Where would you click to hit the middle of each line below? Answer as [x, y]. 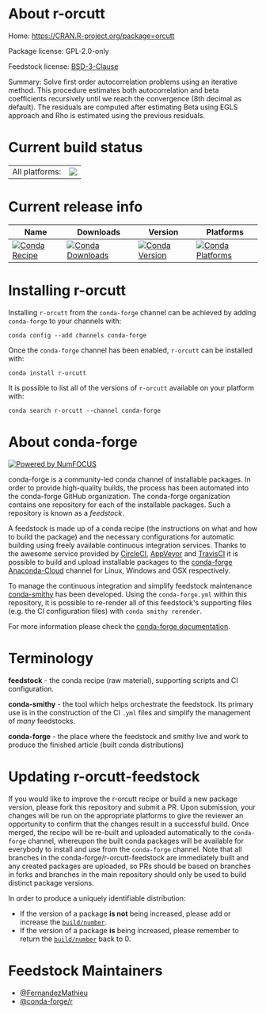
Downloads [99, 232]
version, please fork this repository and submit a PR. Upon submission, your [132, 807]
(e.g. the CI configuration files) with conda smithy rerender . [105, 611]
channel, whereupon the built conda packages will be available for [135, 841]
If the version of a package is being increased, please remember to [129, 930]
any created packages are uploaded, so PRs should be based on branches [130, 866]
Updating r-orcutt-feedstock [104, 776]
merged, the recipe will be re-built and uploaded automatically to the [120, 832]
